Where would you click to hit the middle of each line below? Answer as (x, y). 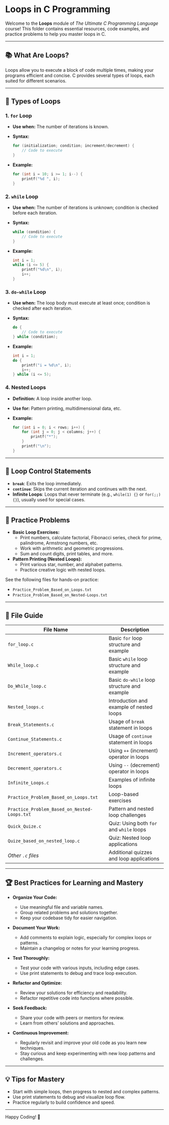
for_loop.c (21, 645)
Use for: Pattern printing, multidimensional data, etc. (67, 408)
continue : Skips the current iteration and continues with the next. (79, 489)
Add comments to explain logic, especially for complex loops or (86, 937)
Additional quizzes (130, 853)
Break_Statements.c (31, 725)
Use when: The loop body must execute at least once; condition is (81, 303)
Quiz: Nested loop (130, 838)
